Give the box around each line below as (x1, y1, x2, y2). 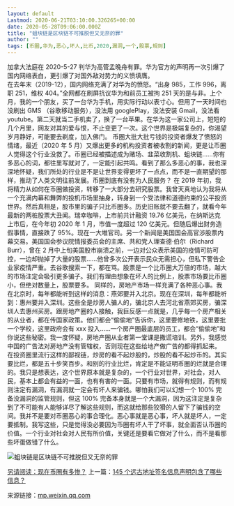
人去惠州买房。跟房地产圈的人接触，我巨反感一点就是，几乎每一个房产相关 (13, 307, 227, 315)
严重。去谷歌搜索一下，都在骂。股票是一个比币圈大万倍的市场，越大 (31, 263, 227, 271)
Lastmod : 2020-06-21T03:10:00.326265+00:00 (7, 17, 136, 24)
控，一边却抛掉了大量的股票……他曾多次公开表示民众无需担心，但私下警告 (7, 255, 219, 262)
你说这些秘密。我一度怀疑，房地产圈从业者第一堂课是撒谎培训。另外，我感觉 (7, 333, 227, 341)
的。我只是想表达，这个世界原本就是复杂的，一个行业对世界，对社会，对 (7, 368, 214, 376)
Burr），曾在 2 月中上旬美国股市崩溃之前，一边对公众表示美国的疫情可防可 (7, 246, 219, 254)
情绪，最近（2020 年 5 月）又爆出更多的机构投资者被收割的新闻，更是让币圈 (7, 141, 226, 149)
